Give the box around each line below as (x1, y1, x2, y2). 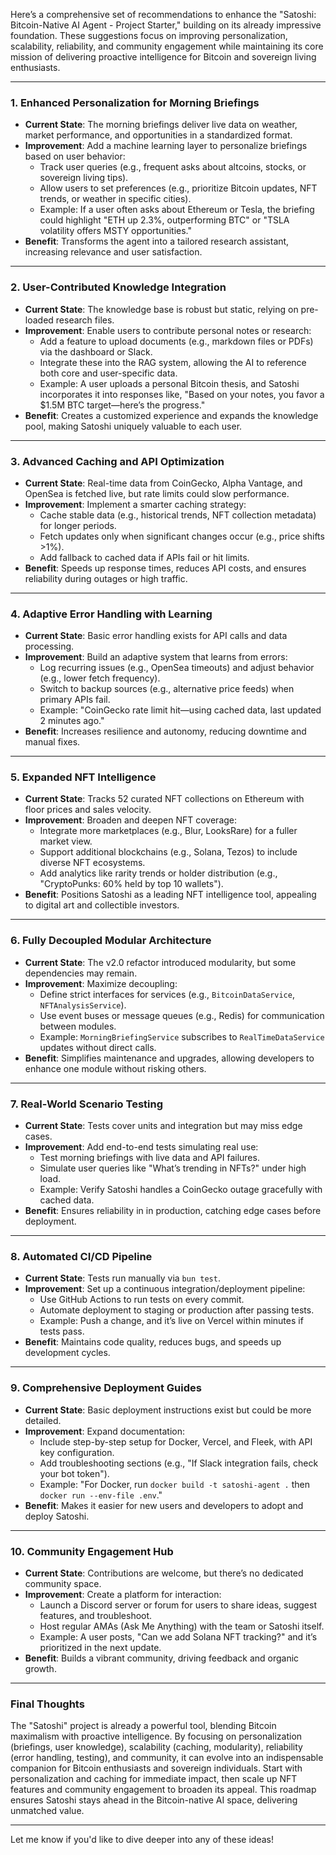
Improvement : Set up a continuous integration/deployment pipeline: (24, 1283, 306, 1295)
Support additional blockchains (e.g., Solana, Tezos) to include (39, 846, 298, 858)
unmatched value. (10, 1805, 85, 1817)
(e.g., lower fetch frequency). (39, 672, 161, 684)
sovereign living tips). (39, 172, 129, 184)
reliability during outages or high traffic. (24, 572, 188, 584)
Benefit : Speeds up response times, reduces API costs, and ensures (24, 562, 307, 574)
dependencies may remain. (24, 967, 138, 979)
